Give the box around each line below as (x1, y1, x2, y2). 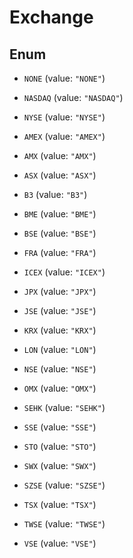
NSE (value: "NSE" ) (23, 363, 97, 375)
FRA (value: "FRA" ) (23, 247, 97, 258)
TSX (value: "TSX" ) (23, 499, 97, 510)
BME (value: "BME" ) (23, 208, 97, 220)
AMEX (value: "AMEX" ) (23, 131, 106, 142)
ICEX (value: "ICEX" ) (23, 266, 106, 278)
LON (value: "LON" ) (23, 344, 97, 355)
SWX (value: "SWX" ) (23, 460, 97, 471)
